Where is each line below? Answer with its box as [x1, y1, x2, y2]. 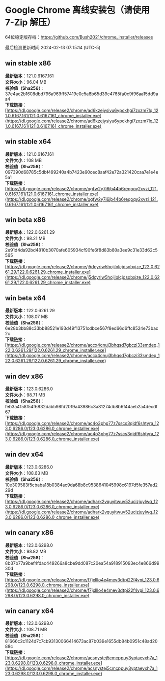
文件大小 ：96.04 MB [5, 79, 47, 85]
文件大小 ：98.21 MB [5, 235, 46, 242]
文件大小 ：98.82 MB [5, 548, 47, 554]
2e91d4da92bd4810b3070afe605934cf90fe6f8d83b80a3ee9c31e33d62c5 [5, 247, 158, 253]
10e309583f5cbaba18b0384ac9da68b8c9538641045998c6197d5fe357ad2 [5, 482, 158, 488]
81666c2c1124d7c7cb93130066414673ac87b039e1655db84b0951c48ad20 [5, 638, 158, 644]
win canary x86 [5, 529, 54, 537]
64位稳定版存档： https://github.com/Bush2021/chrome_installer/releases [5, 34, 153, 40]
